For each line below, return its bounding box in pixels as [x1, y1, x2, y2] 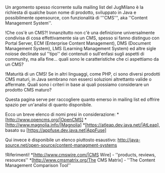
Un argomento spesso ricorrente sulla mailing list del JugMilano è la [5, 4, 144, 10]
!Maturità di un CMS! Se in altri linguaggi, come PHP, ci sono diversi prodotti [5, 71, 161, 77]
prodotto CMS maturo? [5, 87, 52, 92]
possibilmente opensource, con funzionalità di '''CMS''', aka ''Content [5, 15, 148, 20]
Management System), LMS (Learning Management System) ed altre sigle [5, 46, 156, 51]
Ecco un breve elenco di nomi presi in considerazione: [5, 111, 116, 117]
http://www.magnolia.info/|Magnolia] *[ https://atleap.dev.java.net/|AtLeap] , [6, 122, 160, 128]
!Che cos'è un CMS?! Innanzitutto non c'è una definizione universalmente [5, 30, 155, 35]
